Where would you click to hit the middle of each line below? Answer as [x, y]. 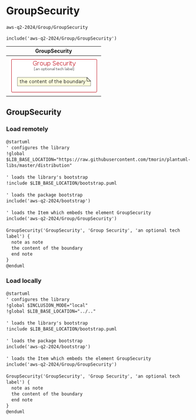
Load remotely [27, 129]
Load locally [24, 281]
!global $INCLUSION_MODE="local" [47, 305]
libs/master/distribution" [39, 165]
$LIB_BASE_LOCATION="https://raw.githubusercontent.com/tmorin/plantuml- [99, 159]
